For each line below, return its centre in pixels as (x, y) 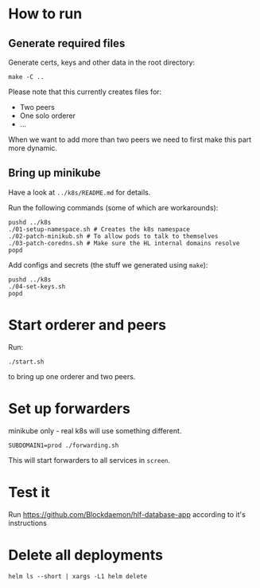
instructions (28, 523)
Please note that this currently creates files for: (85, 92)
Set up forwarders (70, 408)
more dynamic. (33, 148)
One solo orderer (48, 116)
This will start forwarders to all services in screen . (89, 460)
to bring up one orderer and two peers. (72, 376)
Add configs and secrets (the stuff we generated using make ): (108, 265)
